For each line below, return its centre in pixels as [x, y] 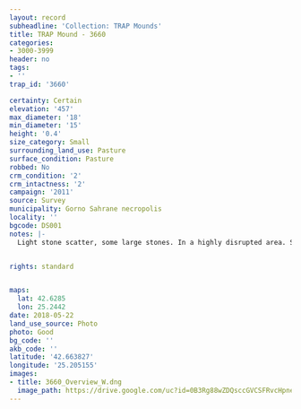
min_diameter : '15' [46, 126]
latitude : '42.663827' [52, 357]
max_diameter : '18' [46, 117]
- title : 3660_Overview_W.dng [66, 382]
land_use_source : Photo [54, 324]
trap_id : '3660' [39, 84]
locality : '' [34, 217]
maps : [19, 291]
